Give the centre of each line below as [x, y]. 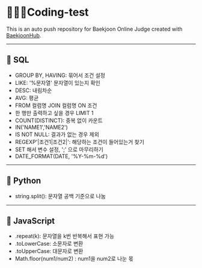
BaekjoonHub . [24, 35]
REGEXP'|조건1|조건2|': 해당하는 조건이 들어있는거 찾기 [79, 142]
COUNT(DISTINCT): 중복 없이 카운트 [59, 120]
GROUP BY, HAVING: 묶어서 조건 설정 [60, 75]
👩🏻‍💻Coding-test [47, 12]
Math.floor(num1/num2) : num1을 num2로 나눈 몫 [74, 259]
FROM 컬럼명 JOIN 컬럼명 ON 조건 [56, 105]
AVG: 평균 [27, 98]
